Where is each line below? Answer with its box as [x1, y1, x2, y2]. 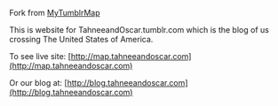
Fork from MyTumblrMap [9, 8, 100, 18]
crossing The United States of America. [9, 34, 154, 44]
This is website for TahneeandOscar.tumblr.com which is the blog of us [9, 25, 269, 34]
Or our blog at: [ [9, 78, 68, 87]
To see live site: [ [9, 51, 71, 61]
